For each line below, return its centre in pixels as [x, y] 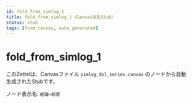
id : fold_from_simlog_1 [35, 11]
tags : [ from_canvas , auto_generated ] [52, 28]
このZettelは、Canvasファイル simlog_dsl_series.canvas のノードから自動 [96, 74]
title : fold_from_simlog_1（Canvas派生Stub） [61, 17]
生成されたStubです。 [32, 82]
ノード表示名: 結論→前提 [33, 94]
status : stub [22, 22]
